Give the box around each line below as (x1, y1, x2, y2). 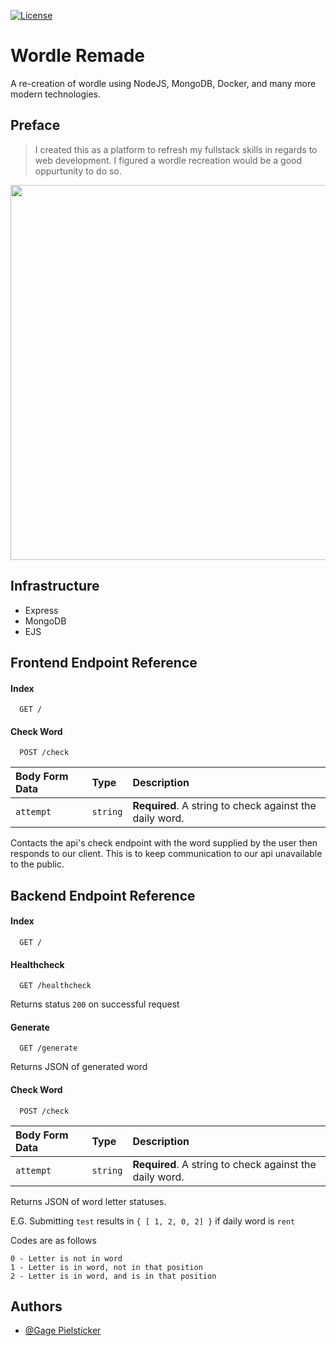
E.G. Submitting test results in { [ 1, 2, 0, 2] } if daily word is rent (10, 1215, 296, 1227)
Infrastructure (10, 578, 100, 595)
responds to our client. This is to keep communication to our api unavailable (10, 848, 323, 860)
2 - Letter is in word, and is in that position (10, 1271, 217, 1281)
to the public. (10, 858, 65, 870)
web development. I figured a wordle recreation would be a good (34, 154, 303, 166)
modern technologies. (10, 88, 101, 100)
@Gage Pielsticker (24, 1325, 102, 1337)
